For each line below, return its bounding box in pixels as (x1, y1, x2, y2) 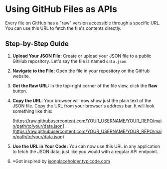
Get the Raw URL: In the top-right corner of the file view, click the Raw (12, 83, 158, 88)
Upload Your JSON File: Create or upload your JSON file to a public (12, 53, 152, 59)
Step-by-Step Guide (5, 40, 69, 48)
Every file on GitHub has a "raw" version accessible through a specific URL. (5, 20, 161, 26)
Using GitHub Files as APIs (5, 3, 117, 15)
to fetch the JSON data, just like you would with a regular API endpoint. (12, 148, 159, 155)
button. (12, 88, 27, 94)
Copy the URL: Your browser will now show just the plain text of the (12, 97, 152, 103)
